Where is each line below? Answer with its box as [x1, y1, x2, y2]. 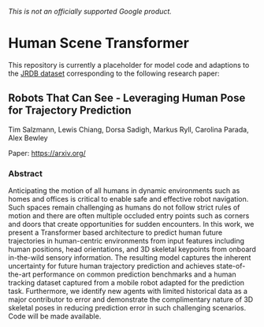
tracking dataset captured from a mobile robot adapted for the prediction [8, 278, 245, 288]
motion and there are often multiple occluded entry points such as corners [8, 211, 250, 221]
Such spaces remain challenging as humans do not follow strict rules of [8, 203, 240, 212]
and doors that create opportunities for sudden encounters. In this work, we [8, 220, 255, 229]
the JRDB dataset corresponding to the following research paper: [8, 69, 220, 78]
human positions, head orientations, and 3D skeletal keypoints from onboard [8, 244, 256, 255]
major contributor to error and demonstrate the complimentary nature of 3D [8, 295, 254, 304]
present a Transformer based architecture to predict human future [8, 228, 223, 237]
